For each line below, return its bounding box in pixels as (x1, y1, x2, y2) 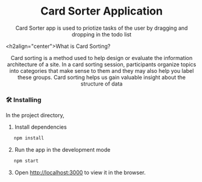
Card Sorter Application (40, 4, 163, 18)
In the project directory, (5, 112, 64, 119)
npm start (13, 158, 39, 164)
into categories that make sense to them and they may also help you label (9, 67, 194, 74)
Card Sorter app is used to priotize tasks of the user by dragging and (15, 24, 188, 32)
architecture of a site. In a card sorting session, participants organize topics (7, 61, 197, 68)
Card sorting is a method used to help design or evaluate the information (10, 54, 193, 61)
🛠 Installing (5, 95, 42, 104)
